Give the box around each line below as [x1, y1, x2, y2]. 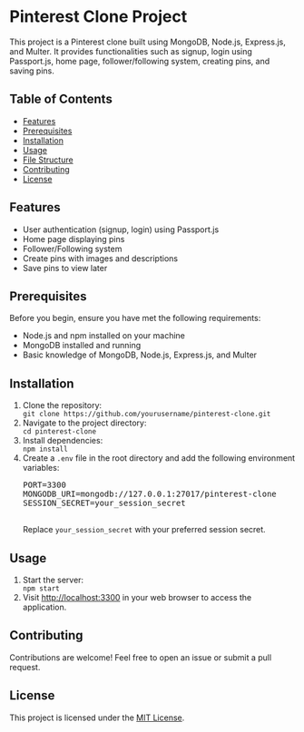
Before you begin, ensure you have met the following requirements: [9, 313, 261, 324]
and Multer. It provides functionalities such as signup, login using [9, 45, 252, 56]
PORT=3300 [22, 480, 66, 491]
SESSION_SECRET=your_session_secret [22, 498, 186, 509]
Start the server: [22, 574, 84, 585]
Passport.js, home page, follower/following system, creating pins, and [9, 55, 270, 66]
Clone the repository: [22, 400, 103, 411]
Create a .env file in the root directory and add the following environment [22, 453, 296, 464]
